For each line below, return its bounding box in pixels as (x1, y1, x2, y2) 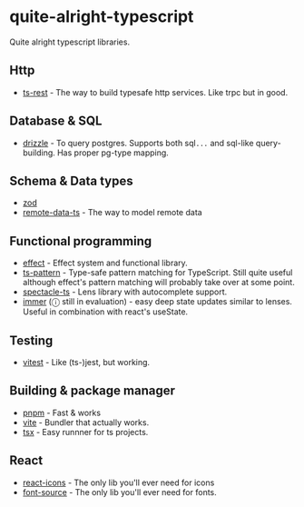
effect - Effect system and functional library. (22, 257, 188, 269)
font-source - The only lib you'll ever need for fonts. (22, 486, 218, 497)
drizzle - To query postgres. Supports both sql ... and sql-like (22, 137, 254, 148)
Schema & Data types (9, 173, 133, 188)
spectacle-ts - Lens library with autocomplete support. (22, 286, 228, 297)
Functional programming (9, 234, 152, 249)
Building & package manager (9, 383, 175, 399)
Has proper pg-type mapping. (57, 147, 170, 158)
